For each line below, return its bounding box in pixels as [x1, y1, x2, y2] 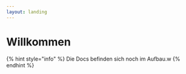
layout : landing [6, 8, 47, 15]
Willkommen [6, 35, 71, 49]
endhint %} [6, 61, 35, 69]
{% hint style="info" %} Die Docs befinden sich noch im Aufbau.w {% [6, 55, 181, 62]
